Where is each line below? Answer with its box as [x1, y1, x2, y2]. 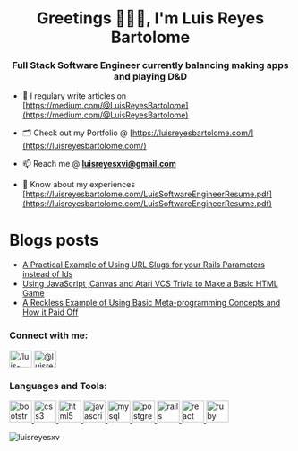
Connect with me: [9, 329, 89, 342]
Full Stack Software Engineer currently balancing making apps [12, 59, 289, 72]
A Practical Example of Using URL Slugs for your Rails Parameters [21, 259, 266, 270]
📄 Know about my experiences [21, 179, 136, 190]
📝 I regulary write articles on [21, 91, 127, 101]
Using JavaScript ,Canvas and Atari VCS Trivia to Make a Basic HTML [21, 278, 279, 290]
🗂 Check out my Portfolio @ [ [21, 127, 133, 138]
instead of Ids [21, 269, 73, 280]
